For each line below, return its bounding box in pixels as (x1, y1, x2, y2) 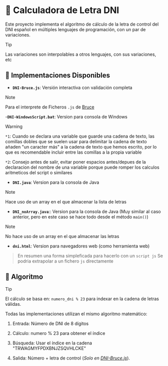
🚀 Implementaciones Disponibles (5, 71, 110, 80)
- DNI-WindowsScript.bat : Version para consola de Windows (5, 113, 128, 119)
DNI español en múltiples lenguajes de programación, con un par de (5, 26, 146, 32)
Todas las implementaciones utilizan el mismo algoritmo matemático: (5, 311, 147, 317)
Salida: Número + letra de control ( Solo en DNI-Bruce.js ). (12, 355, 130, 361)
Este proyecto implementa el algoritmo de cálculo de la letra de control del (5, 21, 159, 27)
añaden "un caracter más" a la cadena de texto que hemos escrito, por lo (5, 144, 157, 150)
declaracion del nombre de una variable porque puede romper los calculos (5, 164, 159, 170)
